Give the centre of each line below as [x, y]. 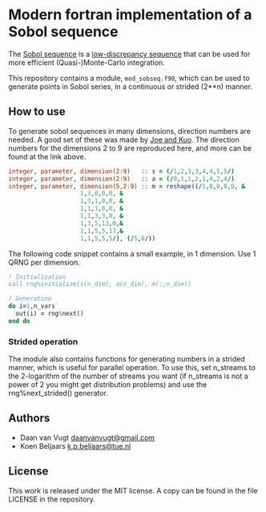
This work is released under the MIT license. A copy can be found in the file [133, 490]
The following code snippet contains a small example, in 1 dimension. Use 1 [132, 253]
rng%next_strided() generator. [58, 393]
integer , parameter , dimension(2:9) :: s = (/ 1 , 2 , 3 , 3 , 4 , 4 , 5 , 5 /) [121, 171]
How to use [37, 112]
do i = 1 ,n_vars [32, 306]
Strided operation [43, 341]
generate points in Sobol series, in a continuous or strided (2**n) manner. [130, 87]
